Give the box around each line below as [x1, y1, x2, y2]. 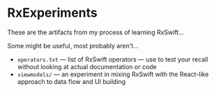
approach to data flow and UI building [17, 77, 126, 85]
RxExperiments [7, 5, 98, 21]
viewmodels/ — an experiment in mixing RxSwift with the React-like [17, 70, 209, 78]
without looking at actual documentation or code [17, 62, 157, 71]
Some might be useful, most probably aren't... [7, 41, 139, 50]
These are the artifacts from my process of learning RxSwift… [7, 28, 185, 36]
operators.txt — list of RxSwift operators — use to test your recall [17, 55, 208, 64]
